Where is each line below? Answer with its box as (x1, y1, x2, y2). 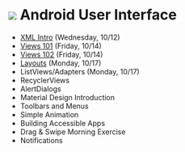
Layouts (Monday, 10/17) (19, 58, 102, 68)
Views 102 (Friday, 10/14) (19, 49, 103, 59)
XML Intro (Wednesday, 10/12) (19, 32, 120, 42)
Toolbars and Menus (19, 101, 89, 111)
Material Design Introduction (19, 92, 116, 102)
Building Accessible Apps (19, 118, 106, 128)
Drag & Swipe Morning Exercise (19, 127, 126, 137)
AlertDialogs (19, 83, 62, 94)
